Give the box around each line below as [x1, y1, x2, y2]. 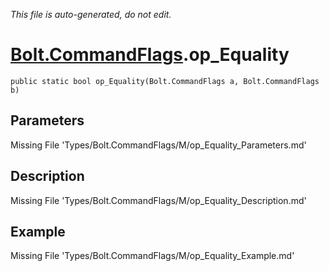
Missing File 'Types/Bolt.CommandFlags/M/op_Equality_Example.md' [10, 250, 295, 262]
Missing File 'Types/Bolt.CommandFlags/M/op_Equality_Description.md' [10, 194, 307, 206]
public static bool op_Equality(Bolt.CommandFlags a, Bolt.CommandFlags [10, 76, 320, 86]
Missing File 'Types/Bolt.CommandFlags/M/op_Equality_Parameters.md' [10, 139, 307, 151]
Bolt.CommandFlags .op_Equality [10, 44, 290, 66]
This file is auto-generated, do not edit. [10, 9, 172, 20]
